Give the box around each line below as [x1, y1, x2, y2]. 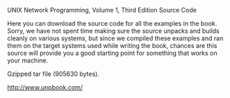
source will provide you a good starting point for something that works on [7, 49, 217, 57]
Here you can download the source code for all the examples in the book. [7, 19, 217, 27]
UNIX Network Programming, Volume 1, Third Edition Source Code [7, 6, 197, 14]
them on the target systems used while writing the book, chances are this [7, 42, 217, 49]
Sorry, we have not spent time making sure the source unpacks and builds [7, 27, 220, 35]
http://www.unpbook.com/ [7, 83, 83, 91]
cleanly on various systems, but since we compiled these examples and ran [7, 34, 224, 42]
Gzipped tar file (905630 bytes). [7, 70, 99, 78]
